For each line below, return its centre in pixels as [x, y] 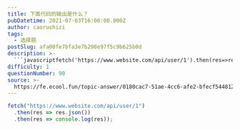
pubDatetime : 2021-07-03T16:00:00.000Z [67, 21]
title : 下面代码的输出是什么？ [48, 14]
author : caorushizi [36, 27]
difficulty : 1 [29, 67]
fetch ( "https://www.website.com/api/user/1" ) [76, 106]
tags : [15, 34]
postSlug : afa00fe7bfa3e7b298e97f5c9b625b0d [75, 47]
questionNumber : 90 [36, 73]
